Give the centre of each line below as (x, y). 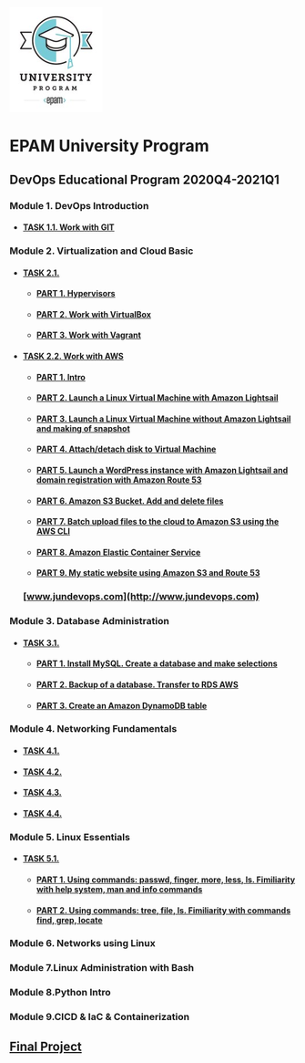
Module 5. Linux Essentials (70, 837)
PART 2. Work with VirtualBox (94, 314)
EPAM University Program (109, 146)
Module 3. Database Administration (90, 621)
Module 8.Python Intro (60, 993)
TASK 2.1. (41, 273)
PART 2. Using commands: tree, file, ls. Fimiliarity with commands (163, 910)
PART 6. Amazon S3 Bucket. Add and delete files (130, 501)
